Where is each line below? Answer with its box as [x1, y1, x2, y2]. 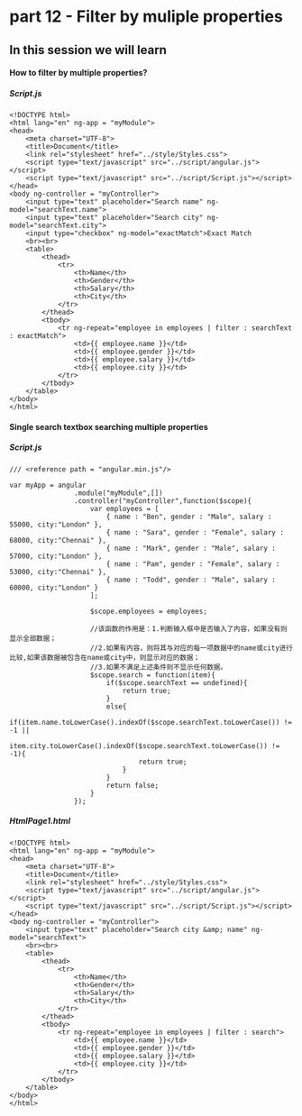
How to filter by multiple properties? [9, 68, 148, 78]
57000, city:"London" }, [9, 552, 103, 561]
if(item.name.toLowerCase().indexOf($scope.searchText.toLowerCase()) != [9, 718, 293, 727]
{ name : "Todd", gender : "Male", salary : [105, 575, 277, 584]
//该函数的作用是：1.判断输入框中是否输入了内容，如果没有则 [89, 624, 288, 633]
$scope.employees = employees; [89, 607, 207, 616]
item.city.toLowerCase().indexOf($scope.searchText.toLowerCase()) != [9, 741, 280, 750]
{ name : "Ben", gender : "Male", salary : [105, 512, 272, 521]
